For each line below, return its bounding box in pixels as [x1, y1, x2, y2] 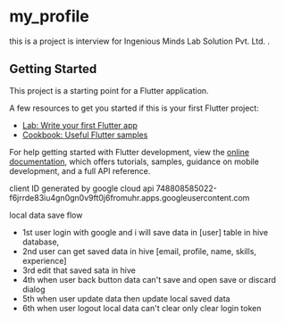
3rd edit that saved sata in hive [21, 265, 136, 276]
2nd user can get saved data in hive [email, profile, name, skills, [21, 245, 257, 256]
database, [21, 236, 60, 247]
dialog [21, 284, 46, 294]
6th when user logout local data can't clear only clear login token [21, 302, 262, 313]
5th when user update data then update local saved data [21, 293, 231, 304]
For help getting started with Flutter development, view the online [9, 146, 250, 157]
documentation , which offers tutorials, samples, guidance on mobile [9, 156, 259, 167]
